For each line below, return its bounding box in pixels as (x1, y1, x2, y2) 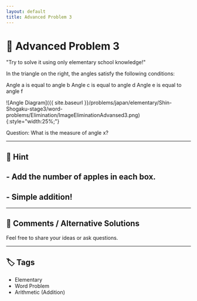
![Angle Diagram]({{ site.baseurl (6, 99, 83, 106)
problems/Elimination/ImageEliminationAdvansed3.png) (6, 112, 141, 119)
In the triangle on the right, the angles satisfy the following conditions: (6, 70, 175, 77)
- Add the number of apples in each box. (6, 172, 157, 182)
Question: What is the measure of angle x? (6, 129, 109, 136)
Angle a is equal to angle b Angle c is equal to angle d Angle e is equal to (6, 82, 182, 89)
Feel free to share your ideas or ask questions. (6, 234, 118, 241)
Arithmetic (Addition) (14, 289, 66, 296)
